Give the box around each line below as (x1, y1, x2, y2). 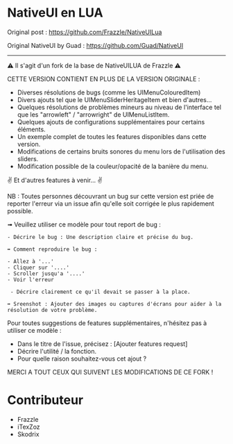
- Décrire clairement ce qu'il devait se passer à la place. (10, 288, 191, 295)
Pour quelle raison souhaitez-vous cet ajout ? (17, 354, 147, 363)
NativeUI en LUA (7, 5, 103, 21)
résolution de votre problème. (7, 306, 98, 313)
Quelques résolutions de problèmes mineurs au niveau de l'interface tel (17, 103, 222, 111)
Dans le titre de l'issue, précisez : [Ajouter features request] (17, 339, 188, 348)
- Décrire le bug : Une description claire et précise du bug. (7, 233, 194, 240)
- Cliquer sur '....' (7, 264, 70, 271)
